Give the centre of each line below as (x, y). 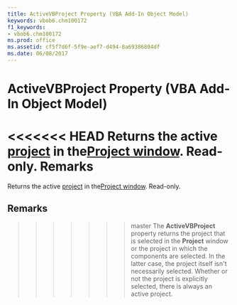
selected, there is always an (172, 286)
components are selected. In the (178, 256)
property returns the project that (178, 233)
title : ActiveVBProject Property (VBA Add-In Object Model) (98, 14)
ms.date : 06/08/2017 (38, 54)
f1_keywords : (27, 27)
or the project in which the (169, 248)
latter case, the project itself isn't (179, 263)
